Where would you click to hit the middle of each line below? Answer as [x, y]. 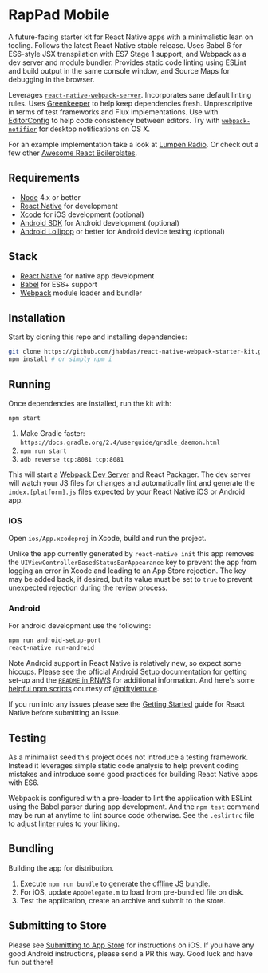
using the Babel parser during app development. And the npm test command [134, 807]
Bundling [31, 849]
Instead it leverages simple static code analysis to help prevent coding [124, 765]
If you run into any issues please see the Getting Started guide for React [127, 704]
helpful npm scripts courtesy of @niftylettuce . [84, 689]
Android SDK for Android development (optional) [99, 222]
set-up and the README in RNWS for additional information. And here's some [132, 680]
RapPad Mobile [59, 15]
